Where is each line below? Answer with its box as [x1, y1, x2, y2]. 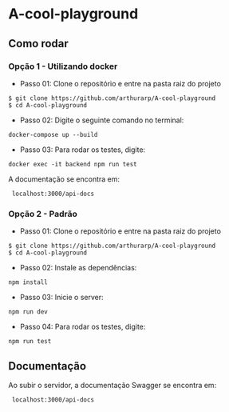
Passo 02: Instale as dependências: [19, 263, 137, 273]
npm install [8, 278, 48, 286]
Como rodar [8, 37, 69, 50]
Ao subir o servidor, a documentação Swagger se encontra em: [8, 380, 217, 390]
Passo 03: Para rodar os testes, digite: [19, 145, 146, 154]
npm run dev [8, 308, 48, 316]
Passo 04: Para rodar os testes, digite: [19, 322, 146, 332]
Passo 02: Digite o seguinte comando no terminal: [19, 115, 184, 125]
